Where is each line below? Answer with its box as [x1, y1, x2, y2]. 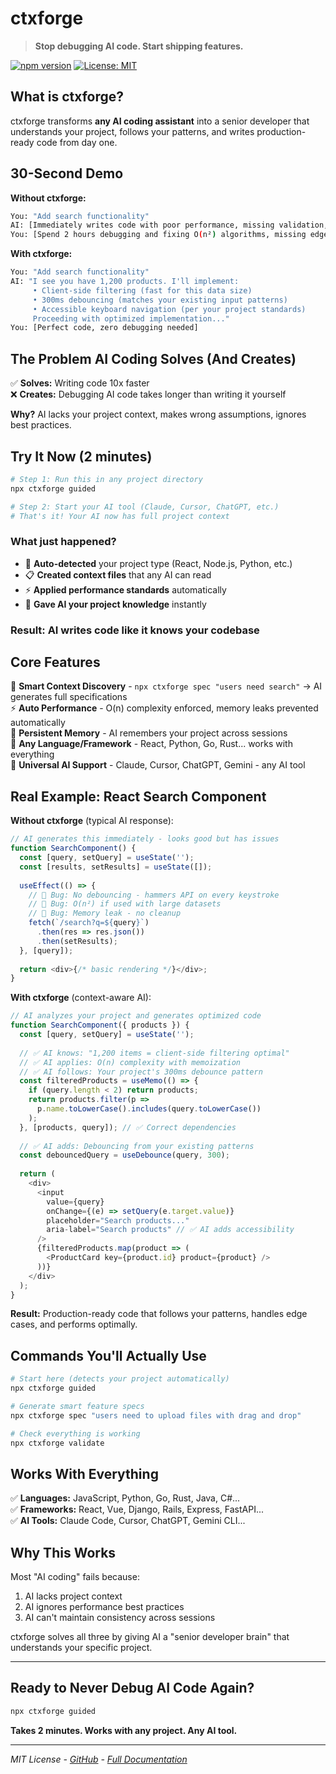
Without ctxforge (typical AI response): [10, 815, 174, 827]
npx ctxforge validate [10, 1438, 105, 1448]
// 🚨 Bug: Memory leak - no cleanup [28, 908, 182, 919]
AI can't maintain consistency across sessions [24, 1612, 216, 1624]
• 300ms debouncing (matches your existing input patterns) [32, 295, 288, 305]
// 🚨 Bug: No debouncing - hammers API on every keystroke [28, 890, 280, 900]
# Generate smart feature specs [10, 1401, 145, 1411]
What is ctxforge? [10, 88, 125, 106]
